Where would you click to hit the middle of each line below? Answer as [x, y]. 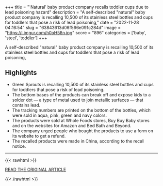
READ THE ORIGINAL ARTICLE [36, 170]
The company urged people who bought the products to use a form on [83, 131]
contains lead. [26, 105]
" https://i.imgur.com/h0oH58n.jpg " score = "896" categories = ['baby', [76, 33]
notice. [19, 146]
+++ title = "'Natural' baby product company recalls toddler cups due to [77, 7]
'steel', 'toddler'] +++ [26, 38]
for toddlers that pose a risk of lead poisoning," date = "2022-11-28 [72, 22]
